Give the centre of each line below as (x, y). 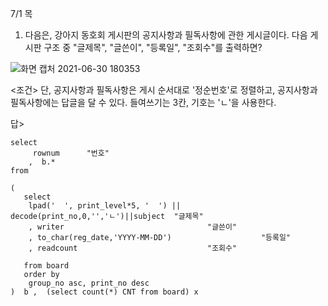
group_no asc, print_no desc (89, 283)
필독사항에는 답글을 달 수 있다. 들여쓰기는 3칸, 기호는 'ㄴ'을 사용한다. (143, 102)
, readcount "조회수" (133, 248)
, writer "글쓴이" (133, 227)
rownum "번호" (71, 153)
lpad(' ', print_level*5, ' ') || (105, 206)
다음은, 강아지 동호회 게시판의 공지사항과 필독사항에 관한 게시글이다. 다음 (166, 35)
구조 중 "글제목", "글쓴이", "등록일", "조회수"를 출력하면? (153, 47)
